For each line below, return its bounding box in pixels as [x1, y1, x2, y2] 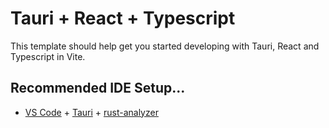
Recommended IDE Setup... [10, 80, 186, 97]
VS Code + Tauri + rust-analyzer [24, 106, 159, 118]
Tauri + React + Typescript [10, 7, 236, 30]
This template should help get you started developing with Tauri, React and [10, 40, 320, 52]
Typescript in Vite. [10, 50, 86, 62]
